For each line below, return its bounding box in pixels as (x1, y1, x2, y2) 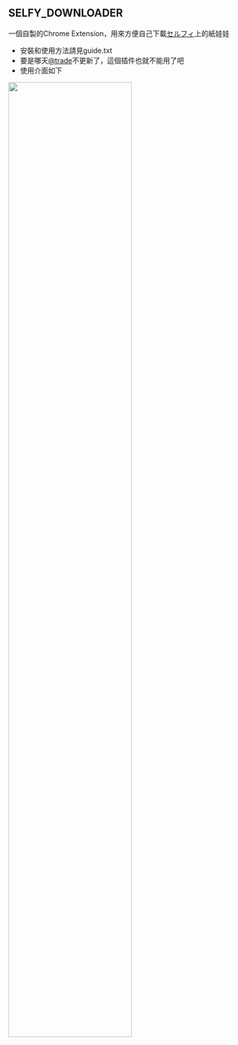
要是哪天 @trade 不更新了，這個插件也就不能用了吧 (19, 55, 184, 65)
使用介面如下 (19, 66, 62, 75)
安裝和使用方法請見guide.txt (19, 46, 113, 55)
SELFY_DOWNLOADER (8, 6, 124, 20)
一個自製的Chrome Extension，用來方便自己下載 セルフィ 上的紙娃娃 (8, 28, 230, 38)
